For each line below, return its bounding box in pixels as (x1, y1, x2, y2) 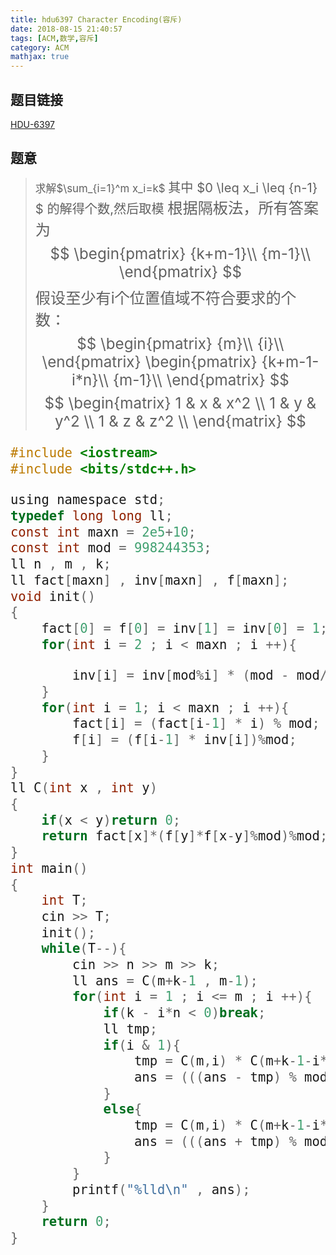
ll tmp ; (103, 1021, 158, 1037)
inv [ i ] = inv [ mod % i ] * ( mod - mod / (71, 667, 328, 684)
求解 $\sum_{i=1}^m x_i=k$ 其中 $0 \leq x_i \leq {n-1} (34, 179, 318, 196)
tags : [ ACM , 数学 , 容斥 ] (10, 33, 99, 43)
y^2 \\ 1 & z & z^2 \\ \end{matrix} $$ (54, 411, 307, 431)
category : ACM (10, 42, 70, 53)
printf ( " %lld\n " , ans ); (71, 1181, 251, 1198)
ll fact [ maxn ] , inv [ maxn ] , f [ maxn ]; (10, 572, 290, 588)
